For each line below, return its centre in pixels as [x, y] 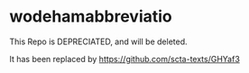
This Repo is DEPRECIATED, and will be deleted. [98, 41]
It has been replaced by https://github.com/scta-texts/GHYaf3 [125, 59]
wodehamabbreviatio [91, 17]
